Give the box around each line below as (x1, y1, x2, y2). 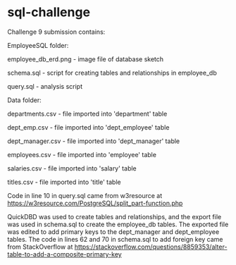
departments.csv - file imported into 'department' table (7, 109, 168, 118)
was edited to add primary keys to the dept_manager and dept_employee (7, 227, 220, 236)
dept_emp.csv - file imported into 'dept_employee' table (7, 123, 170, 131)
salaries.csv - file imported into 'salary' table (7, 164, 137, 173)
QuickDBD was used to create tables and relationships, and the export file (7, 212, 222, 221)
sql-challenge (7, 4, 90, 20)
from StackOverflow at (7, 242, 73, 251)
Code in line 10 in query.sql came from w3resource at (7, 191, 163, 199)
